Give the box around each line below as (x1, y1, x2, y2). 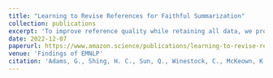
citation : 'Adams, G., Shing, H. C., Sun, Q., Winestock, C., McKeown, (8, 58, 256, 66)
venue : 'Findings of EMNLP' (8, 50, 104, 58)
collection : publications (8, 19, 96, 28)
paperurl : (8, 42, 42, 50)
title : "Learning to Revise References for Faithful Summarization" (8, 11, 245, 20)
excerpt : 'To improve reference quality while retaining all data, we (8, 27, 253, 35)
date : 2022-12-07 (8, 34, 67, 43)
